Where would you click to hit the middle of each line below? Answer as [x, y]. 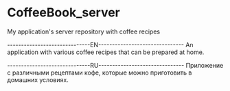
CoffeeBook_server [64, 13]
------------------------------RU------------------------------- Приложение [115, 65]
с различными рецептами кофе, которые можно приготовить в [100, 73]
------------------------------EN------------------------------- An [100, 44]
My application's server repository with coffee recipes [83, 31]
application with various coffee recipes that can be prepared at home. [106, 52]
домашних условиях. [38, 79]
